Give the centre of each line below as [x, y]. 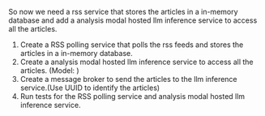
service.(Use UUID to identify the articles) [90, 88]
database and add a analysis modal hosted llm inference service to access [133, 20]
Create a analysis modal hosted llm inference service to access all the [137, 62]
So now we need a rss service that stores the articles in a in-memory [123, 12]
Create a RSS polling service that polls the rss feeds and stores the [132, 45]
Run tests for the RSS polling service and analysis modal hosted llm [132, 96]
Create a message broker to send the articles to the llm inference [128, 79]
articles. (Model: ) [49, 71]
